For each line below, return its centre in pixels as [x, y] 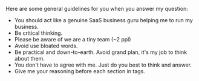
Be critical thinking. [38, 33]
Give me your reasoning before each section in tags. [80, 71]
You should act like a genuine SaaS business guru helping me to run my [103, 20]
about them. [29, 58]
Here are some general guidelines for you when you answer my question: [97, 9]
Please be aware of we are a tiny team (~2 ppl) [73, 39]
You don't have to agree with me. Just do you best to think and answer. [103, 65]
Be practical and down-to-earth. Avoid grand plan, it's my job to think [101, 52]
